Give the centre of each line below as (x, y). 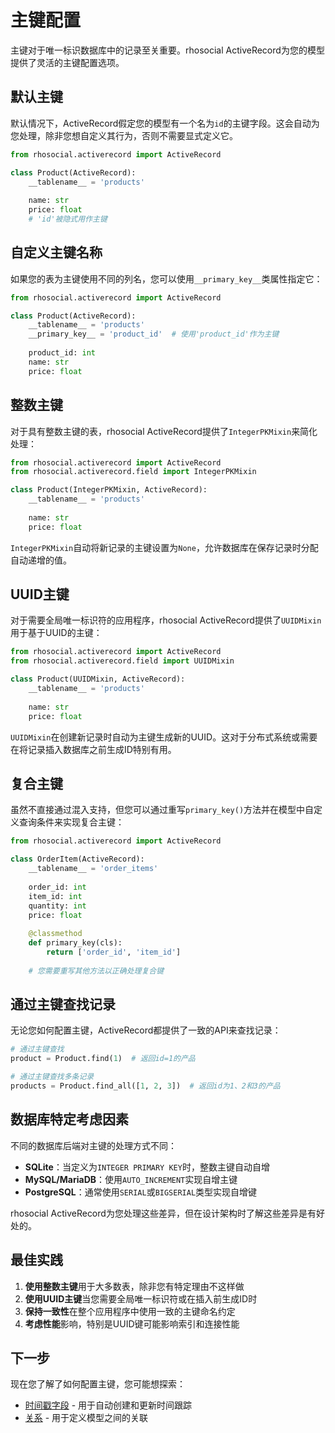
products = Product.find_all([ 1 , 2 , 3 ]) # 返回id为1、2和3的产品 (145, 1086)
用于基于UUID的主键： (56, 633)
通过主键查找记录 (63, 1004)
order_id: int (57, 887)
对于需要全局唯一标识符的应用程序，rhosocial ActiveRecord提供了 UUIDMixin (166, 620)
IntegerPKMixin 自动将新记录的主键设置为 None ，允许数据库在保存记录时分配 (164, 547)
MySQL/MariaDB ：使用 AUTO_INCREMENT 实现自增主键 (131, 1179)
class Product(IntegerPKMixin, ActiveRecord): (109, 490)
